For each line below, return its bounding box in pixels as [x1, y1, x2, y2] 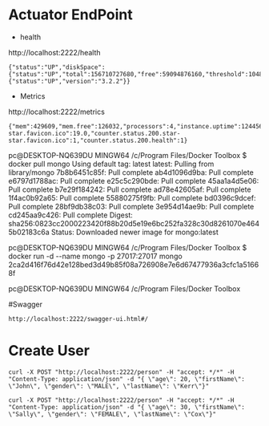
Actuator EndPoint [8, 6, 134, 24]
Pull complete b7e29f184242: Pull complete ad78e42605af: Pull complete [8, 185, 251, 194]
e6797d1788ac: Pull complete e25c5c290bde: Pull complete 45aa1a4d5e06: [8, 176, 259, 185]
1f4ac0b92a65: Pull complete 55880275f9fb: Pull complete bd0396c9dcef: [8, 193, 256, 202]
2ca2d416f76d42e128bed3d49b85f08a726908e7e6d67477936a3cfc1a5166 [8, 259, 259, 270]
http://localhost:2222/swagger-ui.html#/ [8, 314, 149, 323]
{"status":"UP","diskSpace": [8, 63, 106, 71]
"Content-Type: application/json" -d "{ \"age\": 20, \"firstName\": [8, 375, 246, 383]
